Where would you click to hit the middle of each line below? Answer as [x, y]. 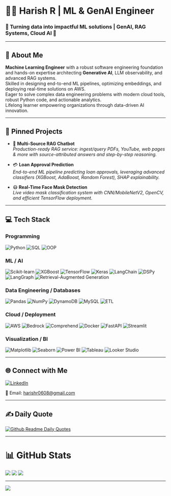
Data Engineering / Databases [43, 290]
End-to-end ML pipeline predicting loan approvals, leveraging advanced [89, 172]
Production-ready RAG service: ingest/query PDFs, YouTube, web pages [89, 149]
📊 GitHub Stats [38, 455]
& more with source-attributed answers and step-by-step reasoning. [84, 155]
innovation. [17, 111]
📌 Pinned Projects [34, 132]
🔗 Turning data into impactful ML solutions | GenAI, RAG [76, 27]
